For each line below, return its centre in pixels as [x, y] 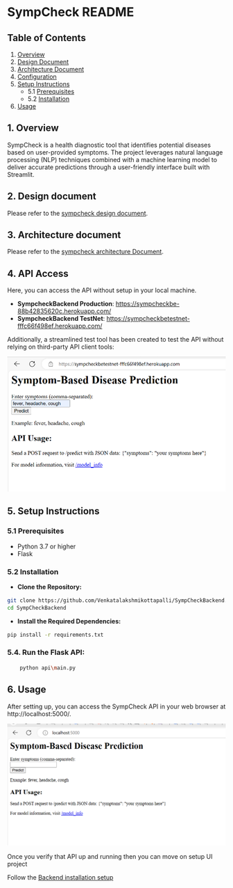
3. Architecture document [64, 235]
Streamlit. [21, 174]
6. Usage [27, 690]
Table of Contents [47, 38]
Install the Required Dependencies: [69, 621]
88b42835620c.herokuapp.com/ [64, 311]
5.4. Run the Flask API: [46, 653]
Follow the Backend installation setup [60, 877]
